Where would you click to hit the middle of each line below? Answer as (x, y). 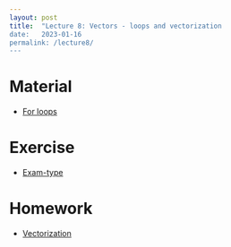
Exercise (42, 148)
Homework (51, 209)
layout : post (34, 17)
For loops (40, 112)
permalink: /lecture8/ (51, 43)
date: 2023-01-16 (46, 34)
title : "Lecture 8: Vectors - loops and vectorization (115, 26)
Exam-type (43, 173)
